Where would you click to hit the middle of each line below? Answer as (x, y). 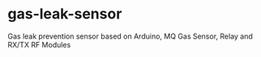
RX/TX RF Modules (39, 44)
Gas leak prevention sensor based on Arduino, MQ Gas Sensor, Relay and (130, 36)
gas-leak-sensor (65, 14)
